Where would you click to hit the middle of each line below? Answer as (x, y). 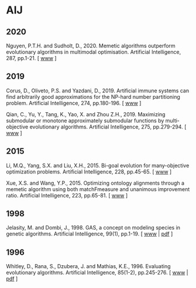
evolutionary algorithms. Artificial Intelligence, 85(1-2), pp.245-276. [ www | (97, 273)
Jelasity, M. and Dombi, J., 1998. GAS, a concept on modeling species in (93, 228)
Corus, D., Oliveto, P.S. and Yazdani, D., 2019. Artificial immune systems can (97, 91)
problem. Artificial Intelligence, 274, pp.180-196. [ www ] (74, 103)
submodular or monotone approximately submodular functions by (85, 120)
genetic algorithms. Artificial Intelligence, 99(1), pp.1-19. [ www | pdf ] (90, 234)
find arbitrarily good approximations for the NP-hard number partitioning (93, 96)
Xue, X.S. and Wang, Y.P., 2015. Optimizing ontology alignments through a (95, 183)
